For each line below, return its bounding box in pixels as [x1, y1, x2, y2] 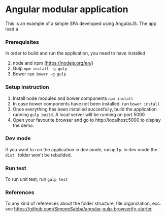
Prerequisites [5, 38, 39, 45]
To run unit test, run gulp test [5, 176, 69, 182]
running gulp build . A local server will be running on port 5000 [12, 111, 145, 118]
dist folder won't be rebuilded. [5, 152, 72, 158]
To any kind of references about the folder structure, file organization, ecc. [5, 200, 161, 207]
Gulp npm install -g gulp [12, 65, 68, 72]
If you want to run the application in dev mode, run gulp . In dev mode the [5, 146, 158, 152]
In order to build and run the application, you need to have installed [5, 50, 146, 57]
